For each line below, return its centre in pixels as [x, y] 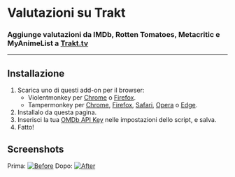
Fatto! [26, 128]
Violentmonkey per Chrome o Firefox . [82, 98]
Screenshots [36, 149]
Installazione [36, 74]
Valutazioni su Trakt [66, 13]
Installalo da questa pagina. [57, 112]
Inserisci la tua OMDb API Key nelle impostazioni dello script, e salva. [117, 120]
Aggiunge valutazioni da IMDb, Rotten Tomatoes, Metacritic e [114, 35]
